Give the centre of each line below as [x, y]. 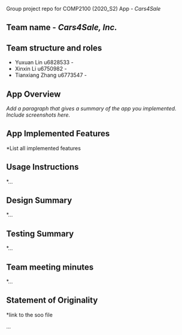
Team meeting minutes [50, 267]
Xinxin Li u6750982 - [41, 69]
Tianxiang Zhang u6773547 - [51, 75]
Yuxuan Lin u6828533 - [44, 62]
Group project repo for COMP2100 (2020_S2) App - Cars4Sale [84, 9]
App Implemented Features [58, 134]
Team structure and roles [54, 48]
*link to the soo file [29, 315]
